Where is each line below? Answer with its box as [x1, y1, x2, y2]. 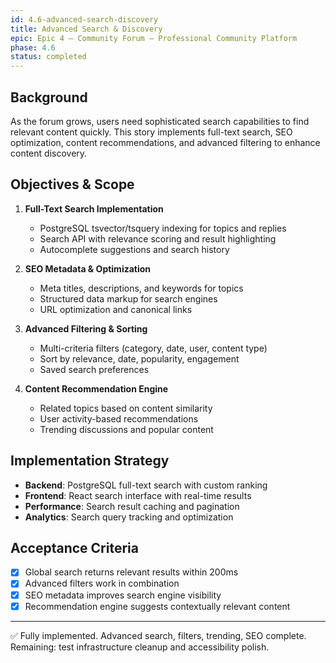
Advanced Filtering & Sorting [24, 322, 148, 335]
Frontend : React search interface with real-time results [24, 489, 252, 501]
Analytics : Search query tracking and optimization [24, 511, 234, 523]
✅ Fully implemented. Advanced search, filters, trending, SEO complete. [10, 629, 307, 641]
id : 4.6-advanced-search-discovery [10, 14, 159, 25]
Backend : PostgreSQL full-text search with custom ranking [24, 479, 268, 491]
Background [10, 89, 88, 106]
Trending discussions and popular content [39, 423, 214, 435]
